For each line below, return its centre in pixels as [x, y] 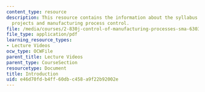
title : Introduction [33, 74]
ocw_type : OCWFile [30, 51]
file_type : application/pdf [42, 34]
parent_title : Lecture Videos [45, 57]
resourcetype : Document [37, 68]
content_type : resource [37, 12]
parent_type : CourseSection [42, 62]
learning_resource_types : [39, 40]
